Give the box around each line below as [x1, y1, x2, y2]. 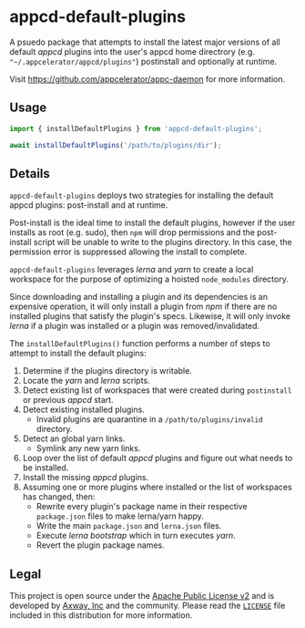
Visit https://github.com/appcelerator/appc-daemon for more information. [9, 73, 286, 84]
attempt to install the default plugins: [9, 348, 147, 359]
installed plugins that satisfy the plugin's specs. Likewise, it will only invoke [9, 311, 291, 322]
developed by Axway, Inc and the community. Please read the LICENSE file [9, 600, 286, 612]
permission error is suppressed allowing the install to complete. [9, 246, 248, 257]
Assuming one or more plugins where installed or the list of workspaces [22, 481, 293, 493]
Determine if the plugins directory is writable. [22, 365, 193, 376]
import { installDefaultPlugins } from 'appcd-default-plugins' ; [9, 124, 262, 133]
